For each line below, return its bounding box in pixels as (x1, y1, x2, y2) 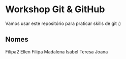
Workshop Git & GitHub (5, 4, 105, 15)
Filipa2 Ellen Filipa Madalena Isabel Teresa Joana (5, 48, 108, 54)
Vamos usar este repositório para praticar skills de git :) (5, 20, 121, 26)
